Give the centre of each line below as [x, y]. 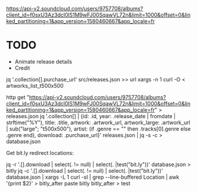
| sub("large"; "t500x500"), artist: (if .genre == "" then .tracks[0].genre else [99, 129]
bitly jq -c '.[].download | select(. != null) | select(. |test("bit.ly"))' [85, 170]
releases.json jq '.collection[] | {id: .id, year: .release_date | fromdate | [91, 116]
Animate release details [43, 61]
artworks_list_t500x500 [35, 86]
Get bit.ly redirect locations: [40, 153]
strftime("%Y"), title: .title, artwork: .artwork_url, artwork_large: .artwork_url [98, 122]
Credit [22, 68]
